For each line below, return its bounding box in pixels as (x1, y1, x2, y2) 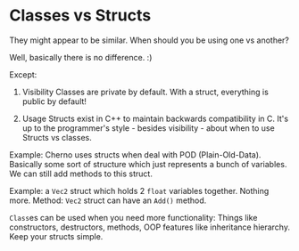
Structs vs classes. (21, 132, 92, 142)
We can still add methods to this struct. (9, 168, 154, 179)
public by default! (21, 95, 87, 107)
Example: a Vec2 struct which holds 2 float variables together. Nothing (9, 185, 270, 196)
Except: (9, 69, 37, 80)
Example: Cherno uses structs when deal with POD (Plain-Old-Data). (9, 149, 262, 160)
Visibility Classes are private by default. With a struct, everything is (21, 86, 270, 97)
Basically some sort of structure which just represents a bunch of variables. (9, 158, 287, 169)
